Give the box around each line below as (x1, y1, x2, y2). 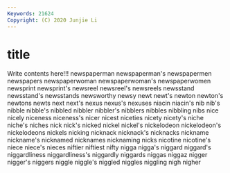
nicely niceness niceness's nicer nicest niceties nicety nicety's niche (7, 114, 204, 122)
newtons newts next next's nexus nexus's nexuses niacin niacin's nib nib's (7, 99, 220, 108)
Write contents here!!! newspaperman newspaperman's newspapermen (7, 69, 213, 78)
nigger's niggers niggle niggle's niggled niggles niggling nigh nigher (7, 158, 201, 167)
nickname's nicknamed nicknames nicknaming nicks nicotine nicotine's (7, 136, 211, 145)
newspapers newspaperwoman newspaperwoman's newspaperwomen (7, 77, 211, 85)
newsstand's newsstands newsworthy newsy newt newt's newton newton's (7, 92, 224, 100)
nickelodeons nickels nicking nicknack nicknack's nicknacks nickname (7, 129, 209, 137)
